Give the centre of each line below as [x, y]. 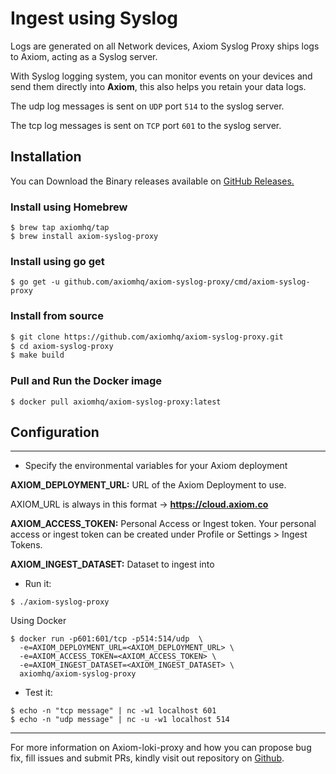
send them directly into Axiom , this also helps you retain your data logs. [158, 86]
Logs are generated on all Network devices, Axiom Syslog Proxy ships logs [165, 46]
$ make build [37, 355]
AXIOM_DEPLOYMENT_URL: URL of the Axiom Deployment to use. [148, 485]
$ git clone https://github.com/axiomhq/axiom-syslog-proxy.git [147, 337]
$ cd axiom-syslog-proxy [62, 346]
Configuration [55, 432]
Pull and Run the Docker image [86, 381]
